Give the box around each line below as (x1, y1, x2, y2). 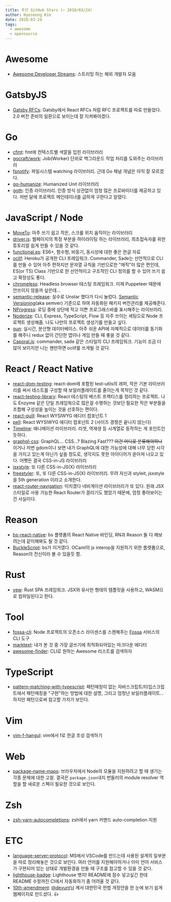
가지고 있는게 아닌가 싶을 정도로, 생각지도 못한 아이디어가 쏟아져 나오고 (18, 451, 159, 457)
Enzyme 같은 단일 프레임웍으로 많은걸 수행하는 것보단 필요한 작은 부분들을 (18, 400, 166, 406)
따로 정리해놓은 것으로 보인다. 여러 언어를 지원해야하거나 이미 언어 (18, 859, 149, 865)
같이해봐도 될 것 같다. (26, 538, 69, 544)
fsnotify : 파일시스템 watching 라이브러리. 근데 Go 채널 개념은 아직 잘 (12, 168, 151, 174)
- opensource (10, 31, 38, 36)
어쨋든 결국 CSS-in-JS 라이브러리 (19, 457, 87, 463)
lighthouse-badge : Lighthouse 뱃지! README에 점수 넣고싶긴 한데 (12, 872, 148, 878)
